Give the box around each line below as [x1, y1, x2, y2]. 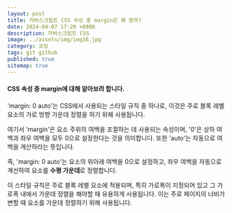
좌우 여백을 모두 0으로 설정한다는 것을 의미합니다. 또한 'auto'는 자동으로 [20, 133, 215, 142]
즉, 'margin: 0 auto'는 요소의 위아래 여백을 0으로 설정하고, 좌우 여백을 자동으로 [7, 157, 222, 166]
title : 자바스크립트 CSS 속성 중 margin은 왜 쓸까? [7, 17, 142, 24]
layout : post [7, 10, 45, 17]
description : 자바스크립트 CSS [7, 29, 89, 37]
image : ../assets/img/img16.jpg [7, 36, 101, 43]
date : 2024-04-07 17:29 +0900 [7, 23, 96, 30]
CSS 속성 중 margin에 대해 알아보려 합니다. [7, 85, 125, 93]
